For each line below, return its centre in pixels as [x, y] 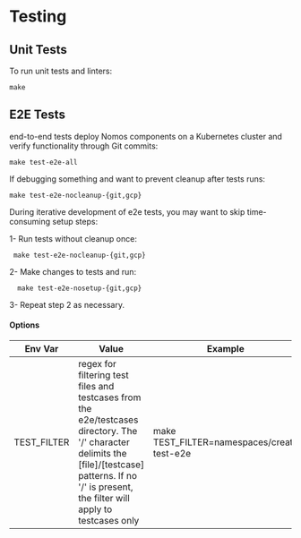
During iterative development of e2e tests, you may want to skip [127, 211]
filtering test [103, 375]
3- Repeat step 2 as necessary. [67, 304]
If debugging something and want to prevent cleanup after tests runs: [138, 179]
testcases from [109, 397]
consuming [30, 221]
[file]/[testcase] [111, 465]
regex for [97, 364]
